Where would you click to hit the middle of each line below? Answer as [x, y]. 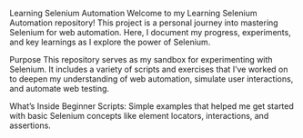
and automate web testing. [60, 89]
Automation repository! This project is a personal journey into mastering [144, 23]
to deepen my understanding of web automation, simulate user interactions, [151, 79]
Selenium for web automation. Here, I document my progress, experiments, [150, 32]
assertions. [30, 125]
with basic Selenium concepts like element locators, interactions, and [139, 116]
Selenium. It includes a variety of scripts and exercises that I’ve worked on [149, 69]
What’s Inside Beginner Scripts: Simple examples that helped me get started [151, 106]
